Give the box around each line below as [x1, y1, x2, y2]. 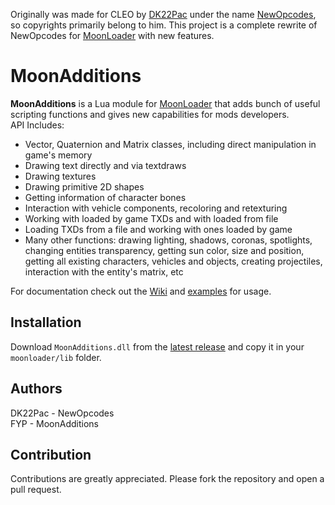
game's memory [24, 149, 93, 161]
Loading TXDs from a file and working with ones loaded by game [24, 223, 293, 235]
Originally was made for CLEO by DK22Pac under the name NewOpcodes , [10, 9, 317, 20]
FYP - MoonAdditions [10, 417, 99, 429]
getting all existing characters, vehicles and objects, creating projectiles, [24, 255, 323, 267]
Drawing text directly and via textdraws [24, 159, 187, 171]
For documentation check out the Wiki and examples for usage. [10, 285, 272, 297]
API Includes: [10, 119, 65, 131]
